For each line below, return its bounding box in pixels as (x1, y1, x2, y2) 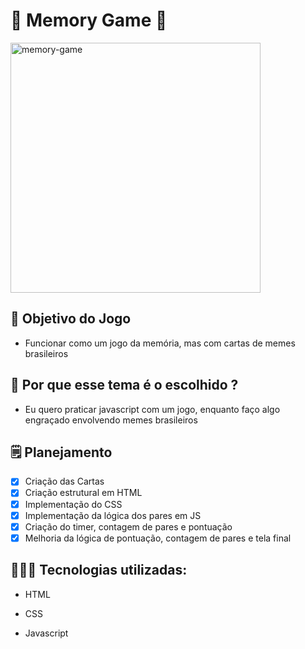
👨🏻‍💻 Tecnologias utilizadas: (10, 562, 188, 579)
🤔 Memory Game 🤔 (10, 9, 168, 32)
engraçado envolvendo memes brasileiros (24, 414, 198, 426)
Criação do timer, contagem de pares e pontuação (24, 520, 233, 533)
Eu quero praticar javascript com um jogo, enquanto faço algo (24, 403, 281, 415)
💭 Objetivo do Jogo (10, 310, 132, 328)
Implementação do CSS (24, 498, 123, 510)
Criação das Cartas (24, 475, 105, 488)
